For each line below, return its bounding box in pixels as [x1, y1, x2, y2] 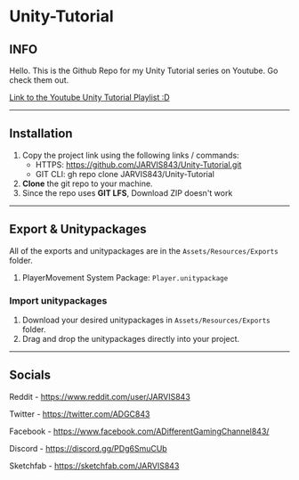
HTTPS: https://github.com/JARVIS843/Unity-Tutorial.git [35, 159, 242, 170]
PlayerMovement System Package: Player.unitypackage [21, 272, 229, 282]
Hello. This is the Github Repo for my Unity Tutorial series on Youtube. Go [9, 65, 279, 76]
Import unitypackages [9, 294, 108, 306]
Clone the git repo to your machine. [21, 178, 153, 189]
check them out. [9, 75, 69, 85]
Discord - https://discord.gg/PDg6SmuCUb [9, 443, 167, 453]
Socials [9, 368, 52, 383]
